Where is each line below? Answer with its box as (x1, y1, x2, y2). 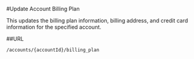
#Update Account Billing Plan (6, 5, 80, 12)
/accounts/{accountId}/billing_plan (6, 47, 99, 53)
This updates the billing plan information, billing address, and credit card (6, 17, 189, 24)
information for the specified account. (6, 24, 102, 30)
